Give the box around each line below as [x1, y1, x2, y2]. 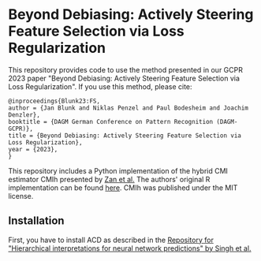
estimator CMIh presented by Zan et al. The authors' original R [8, 174, 211, 184]
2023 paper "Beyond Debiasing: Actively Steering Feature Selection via [8, 73, 240, 83]
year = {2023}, [8, 145, 58, 153]
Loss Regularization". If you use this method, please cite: [8, 81, 192, 91]
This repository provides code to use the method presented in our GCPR [8, 65, 243, 74]
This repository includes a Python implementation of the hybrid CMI [8, 166, 229, 175]
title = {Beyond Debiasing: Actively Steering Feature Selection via [8, 132, 242, 140]
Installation [8, 214, 65, 228]
